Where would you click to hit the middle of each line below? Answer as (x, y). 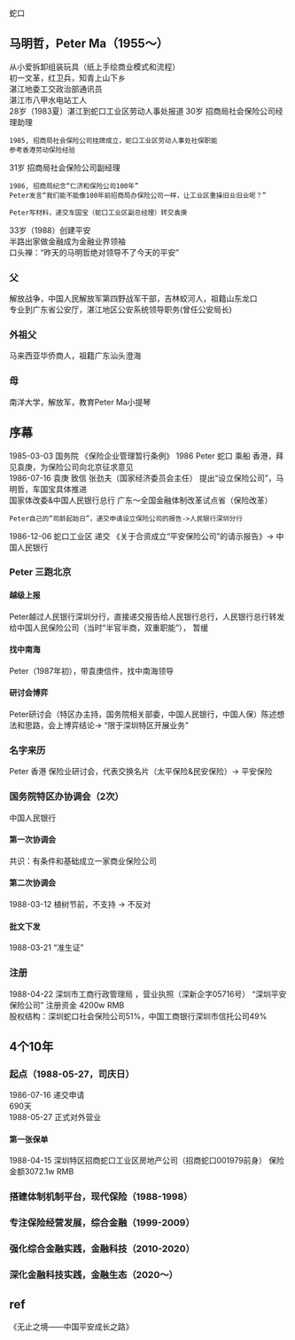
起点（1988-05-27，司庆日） (72, 1074)
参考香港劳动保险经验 (42, 150)
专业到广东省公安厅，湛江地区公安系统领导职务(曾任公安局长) (121, 310)
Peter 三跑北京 (40, 572)
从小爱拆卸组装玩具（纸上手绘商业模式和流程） (94, 67)
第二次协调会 (32, 883)
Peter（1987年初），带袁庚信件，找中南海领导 (92, 670)
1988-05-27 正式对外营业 (55, 1117)
